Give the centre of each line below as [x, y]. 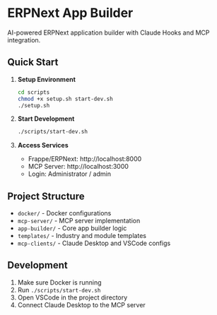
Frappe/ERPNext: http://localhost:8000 [85, 159]
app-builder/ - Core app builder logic [72, 228]
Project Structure [46, 196]
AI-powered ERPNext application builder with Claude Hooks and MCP [108, 32]
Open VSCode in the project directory [72, 297]
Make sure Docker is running [59, 282]
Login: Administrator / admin [70, 174]
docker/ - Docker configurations [64, 213]
